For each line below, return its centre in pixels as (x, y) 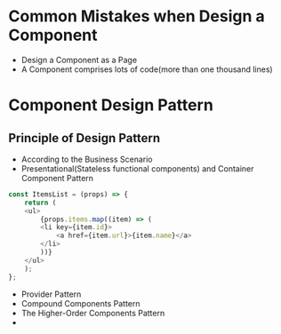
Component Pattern (57, 178)
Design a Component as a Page (79, 60)
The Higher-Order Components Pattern (93, 313)
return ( (40, 203)
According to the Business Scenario (87, 159)
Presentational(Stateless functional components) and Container (137, 168)
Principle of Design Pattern (84, 138)
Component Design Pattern (111, 105)
